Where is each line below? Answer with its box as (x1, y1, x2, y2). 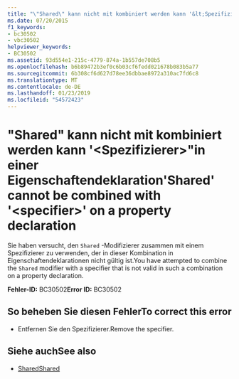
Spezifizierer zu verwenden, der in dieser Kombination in (7, 248, 174, 257)
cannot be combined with (7, 188, 161, 203)
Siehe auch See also (7, 346, 97, 358)
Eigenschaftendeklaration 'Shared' (7, 172, 215, 188)
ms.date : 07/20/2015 (7, 17, 69, 24)
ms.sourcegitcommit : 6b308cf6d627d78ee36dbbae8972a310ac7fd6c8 (7, 70, 199, 77)
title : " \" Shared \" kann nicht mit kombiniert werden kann (7, 10, 186, 18)
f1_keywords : (7, 23, 46, 31)
